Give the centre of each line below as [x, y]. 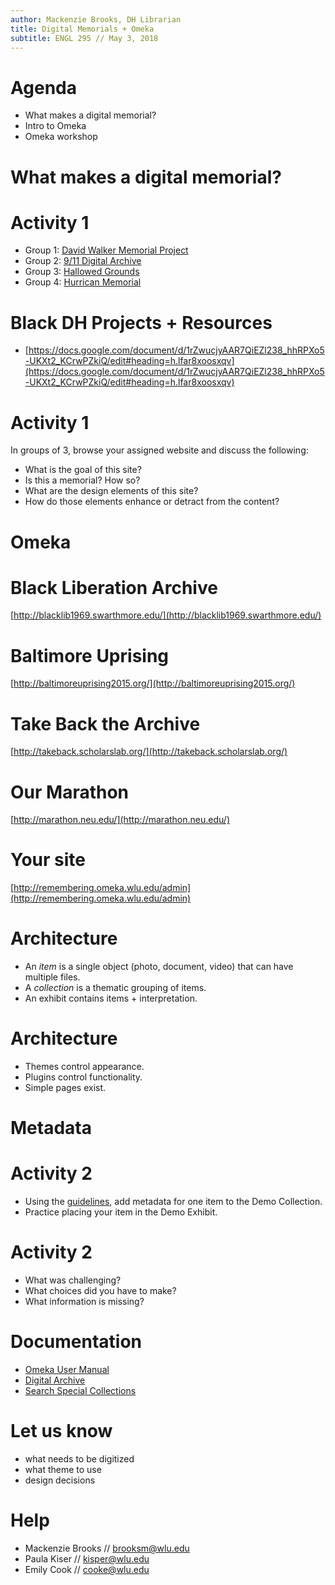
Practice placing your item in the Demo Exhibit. [121, 1212]
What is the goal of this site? [83, 470]
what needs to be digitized [79, 1459]
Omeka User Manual [67, 1370]
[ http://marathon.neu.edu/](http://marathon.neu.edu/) [120, 820]
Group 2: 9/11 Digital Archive [83, 261]
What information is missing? [84, 1302]
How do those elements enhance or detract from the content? [152, 502]
